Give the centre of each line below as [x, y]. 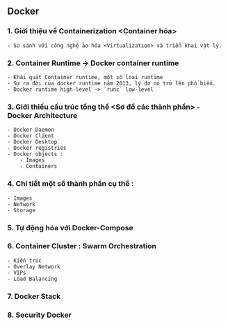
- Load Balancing [32, 279]
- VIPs [17, 273]
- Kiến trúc [24, 260]
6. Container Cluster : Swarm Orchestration [82, 246]
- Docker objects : [35, 154]
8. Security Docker [39, 315]
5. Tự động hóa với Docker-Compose [70, 228]
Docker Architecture [42, 115]
